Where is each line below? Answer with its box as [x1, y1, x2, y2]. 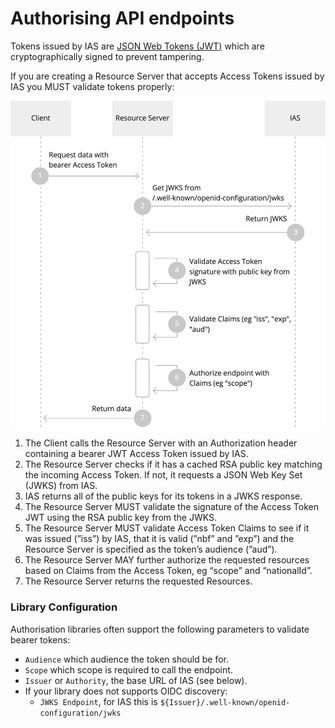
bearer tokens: [10, 633, 71, 646]
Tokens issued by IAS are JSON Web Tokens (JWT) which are [10, 40, 265, 52]
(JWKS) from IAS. [24, 480, 98, 492]
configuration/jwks [39, 708, 122, 718]
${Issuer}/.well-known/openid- [159, 697, 291, 707]
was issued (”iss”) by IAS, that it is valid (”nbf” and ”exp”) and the [24, 533, 295, 545]
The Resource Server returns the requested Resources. [24, 575, 253, 587]
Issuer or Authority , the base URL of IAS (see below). [24, 674, 248, 686]
